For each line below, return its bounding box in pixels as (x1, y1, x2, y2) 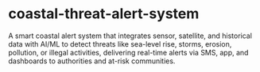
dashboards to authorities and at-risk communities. (8, 56, 176, 66)
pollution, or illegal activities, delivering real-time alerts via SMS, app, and (8, 47, 249, 57)
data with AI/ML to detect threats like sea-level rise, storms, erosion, (8, 39, 232, 48)
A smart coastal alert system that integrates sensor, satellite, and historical (8, 31, 253, 40)
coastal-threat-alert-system (8, 5, 200, 23)
